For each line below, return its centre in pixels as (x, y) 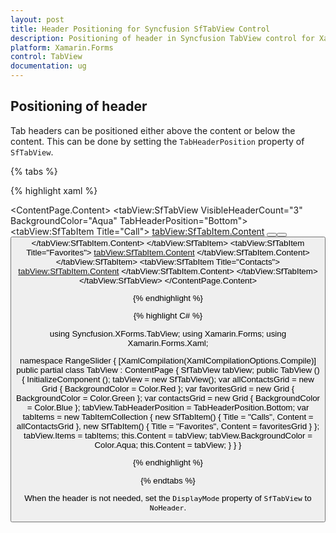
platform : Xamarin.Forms (62, 47)
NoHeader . (168, 507)
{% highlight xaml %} (54, 190)
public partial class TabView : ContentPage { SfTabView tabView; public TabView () (168, 370)
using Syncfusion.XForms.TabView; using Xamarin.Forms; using (168, 333)
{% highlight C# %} (168, 316)
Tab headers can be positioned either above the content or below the (153, 130)
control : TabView (46, 57)
